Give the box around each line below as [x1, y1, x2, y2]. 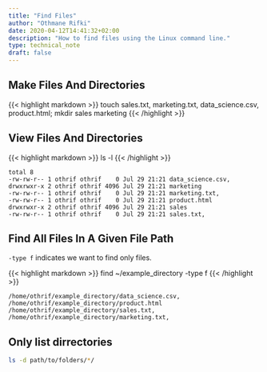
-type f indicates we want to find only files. [8, 253, 152, 262]
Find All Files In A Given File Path [8, 232, 174, 246]
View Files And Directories [8, 131, 144, 145]
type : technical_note [8, 42, 81, 50]
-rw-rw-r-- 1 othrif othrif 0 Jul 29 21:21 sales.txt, [8, 210, 205, 218]
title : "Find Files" [8, 11, 78, 20]
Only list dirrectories [8, 335, 114, 349]
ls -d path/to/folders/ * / [8, 357, 94, 365]
